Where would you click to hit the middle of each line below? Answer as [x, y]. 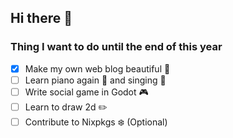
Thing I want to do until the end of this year [116, 47]
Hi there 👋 [41, 18]
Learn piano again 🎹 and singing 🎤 [95, 80]
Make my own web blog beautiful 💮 [97, 68]
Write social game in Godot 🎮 [86, 92]
